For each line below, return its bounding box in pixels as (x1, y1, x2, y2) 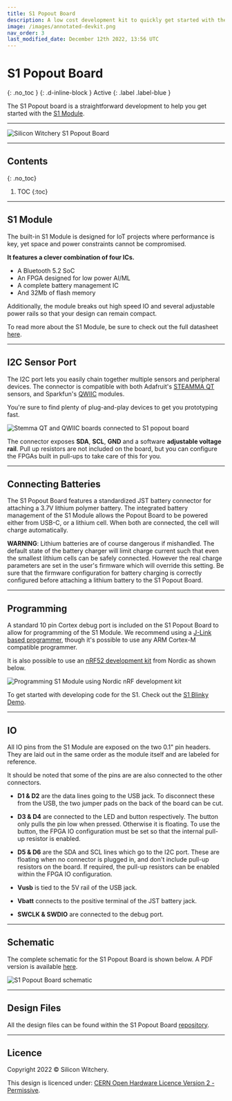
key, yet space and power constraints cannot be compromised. (7, 239, 186, 248)
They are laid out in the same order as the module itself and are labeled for (7, 750, 220, 758)
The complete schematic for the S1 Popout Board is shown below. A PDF (7, 955, 213, 963)
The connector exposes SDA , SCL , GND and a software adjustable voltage (7, 437, 222, 445)
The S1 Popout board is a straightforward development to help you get (7, 102, 207, 111)
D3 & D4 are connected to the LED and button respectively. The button (17, 812, 219, 820)
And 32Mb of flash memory (17, 288, 96, 297)
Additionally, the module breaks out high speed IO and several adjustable (7, 302, 215, 310)
